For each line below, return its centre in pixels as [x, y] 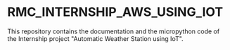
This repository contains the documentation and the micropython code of [114, 31]
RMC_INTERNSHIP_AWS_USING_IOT [115, 12]
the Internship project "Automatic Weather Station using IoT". [96, 38]
